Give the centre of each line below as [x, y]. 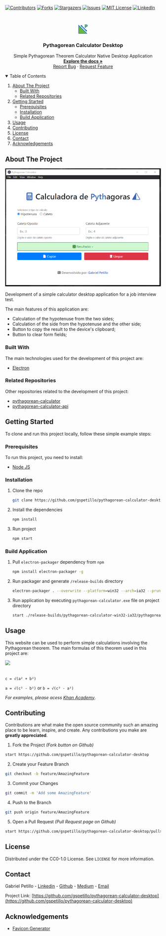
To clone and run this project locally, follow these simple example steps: [78, 434]
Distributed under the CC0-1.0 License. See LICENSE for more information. [80, 859]
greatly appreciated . [26, 735]
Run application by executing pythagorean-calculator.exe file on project [86, 600]
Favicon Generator [31, 929]
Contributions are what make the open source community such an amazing [82, 725]
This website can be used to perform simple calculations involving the [76, 643]
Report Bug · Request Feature [83, 66]
